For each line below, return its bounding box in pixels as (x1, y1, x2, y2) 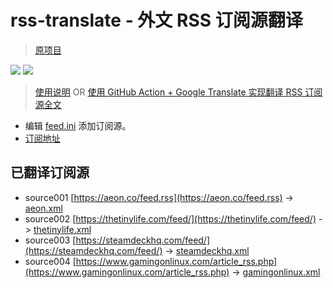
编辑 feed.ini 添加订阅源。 (24, 119, 132, 131)
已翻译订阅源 (10, 164, 90, 181)
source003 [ (24, 234, 77, 246)
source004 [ (24, 255, 77, 267)
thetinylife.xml (33, 223, 92, 235)
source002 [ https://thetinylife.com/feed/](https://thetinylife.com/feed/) (24, 212, 317, 225)
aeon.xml (24, 202, 63, 214)
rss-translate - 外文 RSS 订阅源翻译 (10, 9, 303, 32)
